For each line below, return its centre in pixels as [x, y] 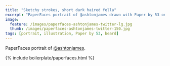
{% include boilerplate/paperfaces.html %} [50, 58]
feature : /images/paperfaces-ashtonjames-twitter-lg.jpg [71, 24]
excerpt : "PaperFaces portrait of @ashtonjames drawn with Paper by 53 [82, 15]
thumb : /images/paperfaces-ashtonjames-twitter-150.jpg [70, 29]
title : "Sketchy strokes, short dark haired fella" [61, 10]
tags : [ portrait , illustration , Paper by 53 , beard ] [62, 34]
